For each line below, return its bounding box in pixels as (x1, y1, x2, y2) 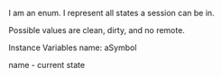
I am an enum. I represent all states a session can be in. (8, 8, 215, 18)
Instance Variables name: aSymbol (8, 42, 137, 53)
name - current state (8, 60, 86, 70)
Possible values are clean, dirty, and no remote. (8, 25, 186, 35)
